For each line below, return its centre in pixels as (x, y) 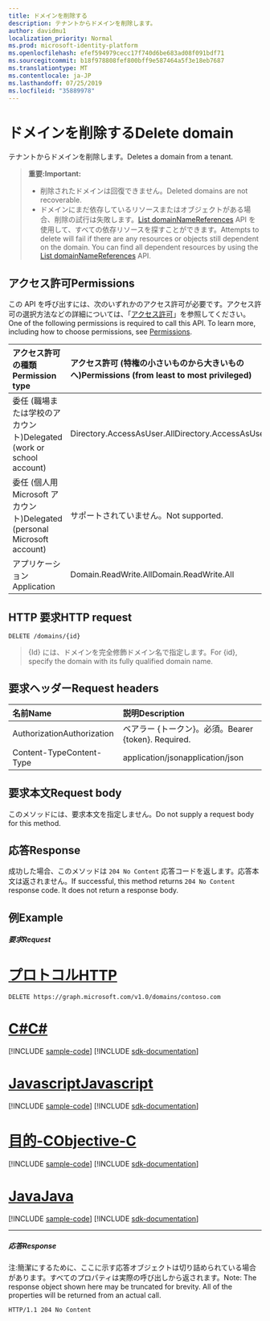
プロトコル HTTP (63, 975)
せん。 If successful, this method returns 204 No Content (143, 881)
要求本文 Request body (65, 793)
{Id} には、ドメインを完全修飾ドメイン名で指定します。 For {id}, (133, 652)
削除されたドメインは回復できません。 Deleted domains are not (144, 191)
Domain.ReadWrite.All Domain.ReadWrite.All (152, 575)
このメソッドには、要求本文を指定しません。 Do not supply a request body (131, 814)
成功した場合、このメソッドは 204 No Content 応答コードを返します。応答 (130, 871)
